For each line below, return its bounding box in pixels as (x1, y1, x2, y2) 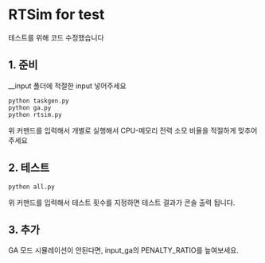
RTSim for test (8, 6, 105, 24)
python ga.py (8, 103, 52, 112)
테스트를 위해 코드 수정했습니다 (8, 33, 105, 42)
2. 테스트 (8, 161, 50, 175)
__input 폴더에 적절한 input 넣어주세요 (8, 81, 127, 91)
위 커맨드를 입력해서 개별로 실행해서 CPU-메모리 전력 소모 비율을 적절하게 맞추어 (8, 126, 258, 135)
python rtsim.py (8, 110, 62, 118)
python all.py (8, 183, 56, 191)
